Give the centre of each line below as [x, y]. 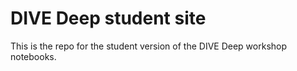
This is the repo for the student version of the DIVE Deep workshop [149, 46]
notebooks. [33, 56]
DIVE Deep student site [108, 18]
